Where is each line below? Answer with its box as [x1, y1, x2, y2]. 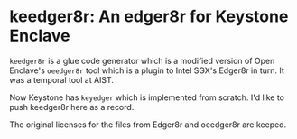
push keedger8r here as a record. [9, 101, 135, 112]
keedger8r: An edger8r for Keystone [9, 6, 289, 27]
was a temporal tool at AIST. [9, 74, 115, 85]
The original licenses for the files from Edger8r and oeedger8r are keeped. [9, 119, 287, 130]
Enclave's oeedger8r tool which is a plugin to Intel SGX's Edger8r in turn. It [9, 65, 284, 76]
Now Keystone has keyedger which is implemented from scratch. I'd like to [9, 92, 285, 103]
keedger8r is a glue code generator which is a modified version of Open [9, 55, 275, 66]
